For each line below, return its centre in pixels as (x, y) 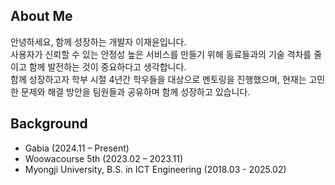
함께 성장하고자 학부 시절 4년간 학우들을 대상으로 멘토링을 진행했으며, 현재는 (158, 79)
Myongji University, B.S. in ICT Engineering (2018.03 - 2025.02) (155, 169)
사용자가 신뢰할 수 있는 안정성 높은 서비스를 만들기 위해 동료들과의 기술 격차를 (161, 54)
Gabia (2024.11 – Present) (77, 148)
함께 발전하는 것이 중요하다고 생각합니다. (107, 66)
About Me (41, 16)
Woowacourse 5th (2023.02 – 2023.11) (104, 158)
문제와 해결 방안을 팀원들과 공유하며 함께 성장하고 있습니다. (135, 91)
